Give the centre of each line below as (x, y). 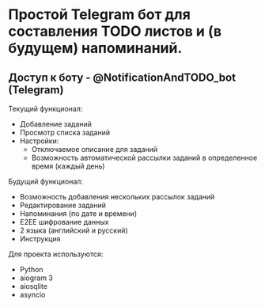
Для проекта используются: (56, 254)
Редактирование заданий (63, 205)
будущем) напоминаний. (95, 48)
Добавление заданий (56, 124)
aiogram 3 (36, 278)
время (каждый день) (68, 166)
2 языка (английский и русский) (74, 230)
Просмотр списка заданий (65, 133)
